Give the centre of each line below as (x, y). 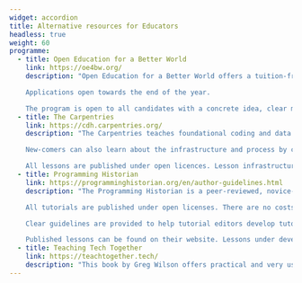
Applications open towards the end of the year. (118, 92)
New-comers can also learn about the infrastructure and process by (156, 150)
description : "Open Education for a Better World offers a (138, 76)
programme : (30, 51)
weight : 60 (30, 43)
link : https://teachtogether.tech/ (92, 257)
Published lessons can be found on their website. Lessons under (151, 240)
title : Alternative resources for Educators (94, 26)
